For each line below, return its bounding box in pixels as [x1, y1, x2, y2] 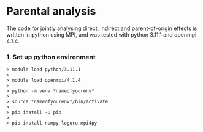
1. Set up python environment [6, 53, 96, 61]
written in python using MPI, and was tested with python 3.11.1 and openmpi [6, 31, 197, 38]
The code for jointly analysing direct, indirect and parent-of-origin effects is [6, 24, 197, 32]
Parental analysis [6, 4, 96, 18]
